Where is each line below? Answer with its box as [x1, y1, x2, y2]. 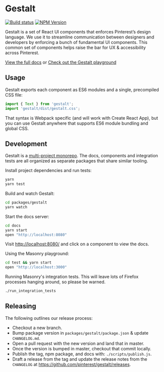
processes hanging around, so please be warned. [5, 279, 106, 285]
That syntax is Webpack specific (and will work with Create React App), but [5, 115, 159, 121]
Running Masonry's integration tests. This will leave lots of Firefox [5, 274, 139, 280]
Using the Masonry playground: [5, 251, 69, 257]
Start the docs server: [5, 213, 49, 219]
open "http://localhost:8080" [5, 232, 67, 237]
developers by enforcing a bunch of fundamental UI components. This [5, 39, 148, 45]
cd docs [5, 223, 21, 228]
